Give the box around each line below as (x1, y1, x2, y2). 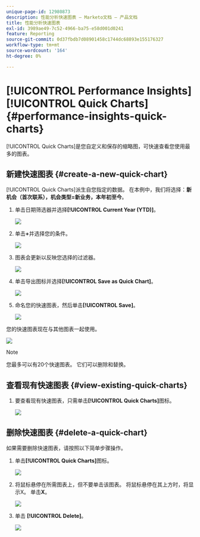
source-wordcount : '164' (6, 48, 68, 54)
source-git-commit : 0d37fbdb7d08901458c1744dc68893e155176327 (6, 36, 164, 42)
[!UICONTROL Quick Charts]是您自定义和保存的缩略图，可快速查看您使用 (6, 143, 186, 150)
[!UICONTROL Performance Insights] (6, 84, 192, 97)
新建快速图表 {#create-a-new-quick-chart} (6, 169, 168, 179)
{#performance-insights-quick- (6, 109, 167, 123)
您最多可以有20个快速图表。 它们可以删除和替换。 (6, 361, 129, 368)
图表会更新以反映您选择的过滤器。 (14, 254, 99, 261)
